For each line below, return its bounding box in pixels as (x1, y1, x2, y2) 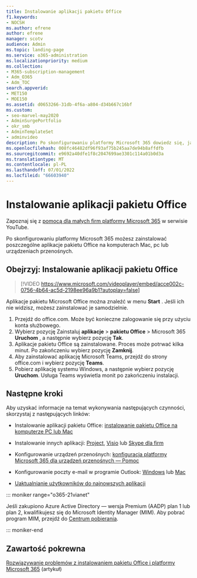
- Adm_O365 (6, 74, 33, 80)
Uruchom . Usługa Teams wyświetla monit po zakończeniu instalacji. (14, 372, 180, 379)
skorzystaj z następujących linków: (6, 410, 90, 417)
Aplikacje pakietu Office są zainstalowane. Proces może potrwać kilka (14, 340, 184, 348)
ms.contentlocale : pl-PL (6, 162, 67, 168)
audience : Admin (6, 42, 46, 48)
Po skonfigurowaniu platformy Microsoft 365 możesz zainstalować (6, 235, 167, 242)
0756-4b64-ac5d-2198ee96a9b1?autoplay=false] (20, 286, 140, 293)
